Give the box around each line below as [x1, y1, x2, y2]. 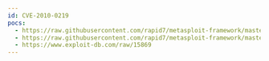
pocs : [7, 19, 26, 27]
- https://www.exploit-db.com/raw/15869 [14, 41, 152, 49]
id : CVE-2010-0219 [7, 11, 69, 20]
